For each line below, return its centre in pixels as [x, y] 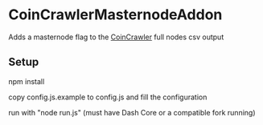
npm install [27, 81]
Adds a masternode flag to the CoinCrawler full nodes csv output [116, 37]
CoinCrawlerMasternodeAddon [115, 15]
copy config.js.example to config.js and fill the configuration [108, 97]
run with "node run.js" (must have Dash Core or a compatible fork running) [132, 112]
